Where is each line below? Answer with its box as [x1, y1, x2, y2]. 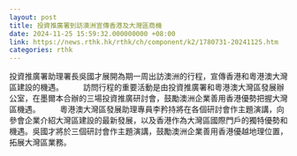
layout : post [9, 12, 57, 22]
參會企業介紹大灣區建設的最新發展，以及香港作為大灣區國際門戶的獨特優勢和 [9, 115, 288, 126]
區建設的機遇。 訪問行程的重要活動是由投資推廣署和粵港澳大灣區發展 [9, 82, 277, 93]
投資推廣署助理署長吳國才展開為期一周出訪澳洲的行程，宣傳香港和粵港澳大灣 [9, 71, 288, 82]
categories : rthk [9, 46, 73, 55]
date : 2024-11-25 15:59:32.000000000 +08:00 [9, 29, 176, 38]
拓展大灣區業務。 [9, 137, 72, 148]
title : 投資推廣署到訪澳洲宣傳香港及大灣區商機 [9, 21, 163, 30]
